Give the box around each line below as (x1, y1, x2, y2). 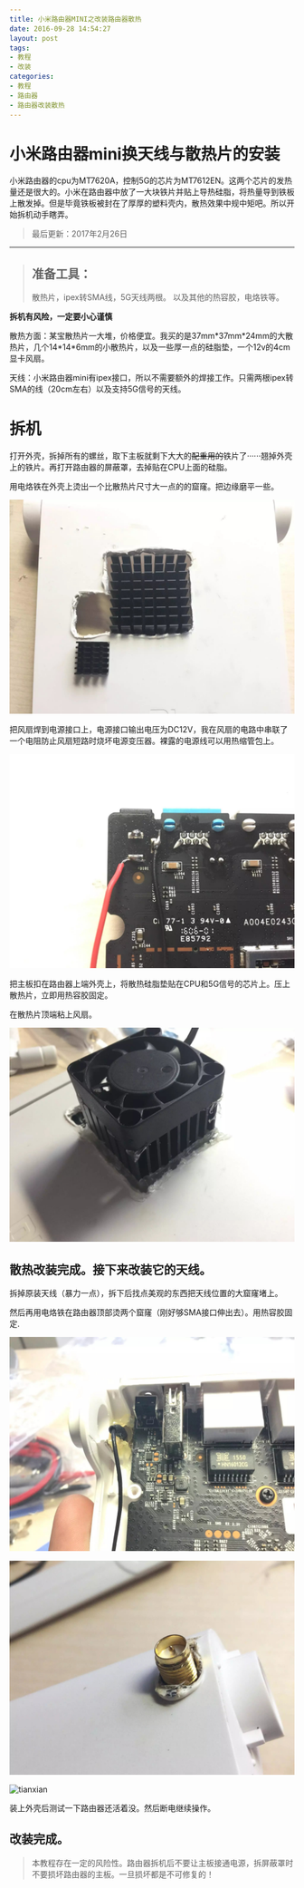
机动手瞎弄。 (24, 209, 73, 220)
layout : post (9, 34, 59, 43)
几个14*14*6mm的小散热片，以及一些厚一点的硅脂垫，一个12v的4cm (33, 342, 291, 353)
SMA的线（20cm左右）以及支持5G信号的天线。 (9, 383, 186, 394)
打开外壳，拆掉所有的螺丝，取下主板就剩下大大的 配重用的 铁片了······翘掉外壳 (9, 450, 293, 461)
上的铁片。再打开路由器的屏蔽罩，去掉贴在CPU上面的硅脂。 (9, 462, 233, 473)
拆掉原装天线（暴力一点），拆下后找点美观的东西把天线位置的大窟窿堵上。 (9, 1288, 283, 1298)
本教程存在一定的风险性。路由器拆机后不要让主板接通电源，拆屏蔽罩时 (31, 1857, 294, 1868)
